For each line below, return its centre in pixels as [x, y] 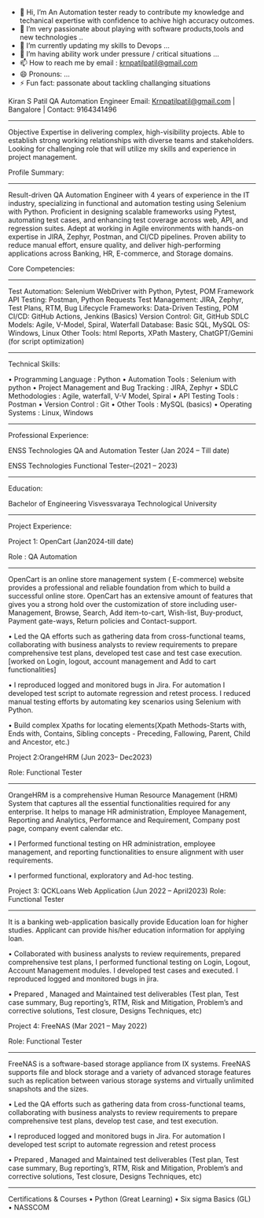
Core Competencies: [42, 269]
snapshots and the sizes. [48, 1089]
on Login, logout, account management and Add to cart [126, 661]
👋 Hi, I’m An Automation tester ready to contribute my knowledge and [132, 12]
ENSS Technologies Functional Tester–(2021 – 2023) [93, 465]
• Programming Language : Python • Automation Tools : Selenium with [122, 379]
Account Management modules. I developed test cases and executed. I [123, 970]
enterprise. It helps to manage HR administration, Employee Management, [128, 811]
